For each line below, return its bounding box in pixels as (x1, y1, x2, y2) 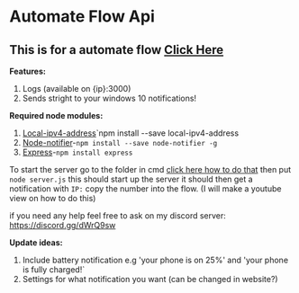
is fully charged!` (22, 264, 86, 275)
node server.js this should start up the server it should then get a (9, 173, 254, 184)
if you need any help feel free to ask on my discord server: (9, 210, 227, 221)
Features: (9, 66, 47, 76)
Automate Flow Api (9, 6, 155, 27)
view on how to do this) (9, 193, 96, 203)
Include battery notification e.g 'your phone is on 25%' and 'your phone (22, 254, 289, 265)
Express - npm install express (22, 146, 133, 157)
